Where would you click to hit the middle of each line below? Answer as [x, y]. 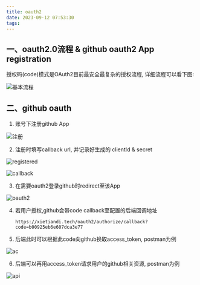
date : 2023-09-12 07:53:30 [40, 18]
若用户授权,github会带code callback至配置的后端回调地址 [86, 210]
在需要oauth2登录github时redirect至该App [68, 186]
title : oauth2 [24, 12]
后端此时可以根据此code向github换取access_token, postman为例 [95, 239]
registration [29, 59]
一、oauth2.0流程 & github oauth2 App [80, 49]
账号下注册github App [42, 124]
